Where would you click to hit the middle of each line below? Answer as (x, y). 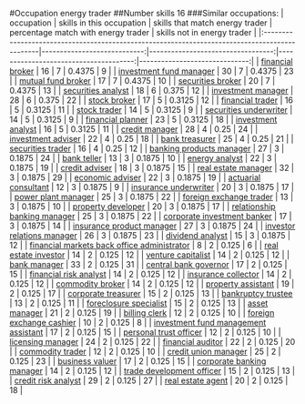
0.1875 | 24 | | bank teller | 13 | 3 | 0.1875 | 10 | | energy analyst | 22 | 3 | (143, 158)
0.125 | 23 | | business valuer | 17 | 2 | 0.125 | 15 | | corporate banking (138, 361)
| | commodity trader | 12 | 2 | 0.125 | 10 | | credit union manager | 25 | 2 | (145, 351)
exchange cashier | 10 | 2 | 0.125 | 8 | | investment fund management (138, 323)
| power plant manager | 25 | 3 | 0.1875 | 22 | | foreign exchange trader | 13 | (152, 197)
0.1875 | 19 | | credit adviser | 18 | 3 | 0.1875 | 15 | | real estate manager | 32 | (152, 168)
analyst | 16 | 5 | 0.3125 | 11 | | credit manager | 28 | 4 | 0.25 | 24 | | (134, 129)
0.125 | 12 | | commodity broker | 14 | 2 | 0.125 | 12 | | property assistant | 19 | (152, 284)
